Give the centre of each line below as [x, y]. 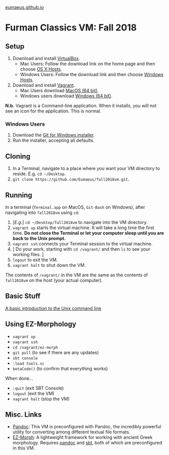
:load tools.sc [29, 363]
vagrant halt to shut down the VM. [49, 265]
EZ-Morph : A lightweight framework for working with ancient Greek [82, 437]
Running [19, 195]
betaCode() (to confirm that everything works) [60, 368]
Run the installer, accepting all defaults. [53, 140]
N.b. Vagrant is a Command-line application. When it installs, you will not [81, 106]
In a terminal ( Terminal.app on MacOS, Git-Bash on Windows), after [75, 207]
